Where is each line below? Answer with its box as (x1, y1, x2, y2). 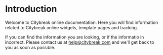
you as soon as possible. (5, 44, 56, 50)
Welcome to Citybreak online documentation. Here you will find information (5, 19, 158, 25)
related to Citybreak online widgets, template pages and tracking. (5, 24, 138, 30)
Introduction (5, 3, 57, 15)
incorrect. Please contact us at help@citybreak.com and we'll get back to (5, 39, 155, 45)
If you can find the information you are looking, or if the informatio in (5, 34, 144, 40)
